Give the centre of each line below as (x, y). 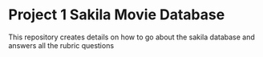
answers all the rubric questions (61, 45)
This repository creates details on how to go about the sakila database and (131, 37)
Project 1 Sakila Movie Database (117, 15)
